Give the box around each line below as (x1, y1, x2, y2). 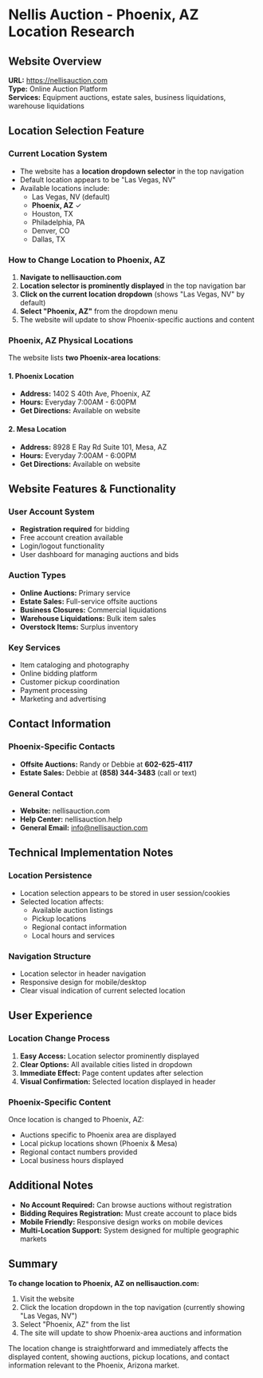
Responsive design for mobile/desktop (19, 977, 147, 986)
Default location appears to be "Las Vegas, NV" (19, 174, 177, 185)
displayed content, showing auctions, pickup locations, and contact (8, 1352, 230, 1361)
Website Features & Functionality (8, 482, 177, 496)
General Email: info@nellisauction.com (19, 822, 148, 832)
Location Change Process (8, 1033, 110, 1044)
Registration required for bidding (19, 524, 130, 534)
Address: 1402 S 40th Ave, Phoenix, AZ (19, 389, 151, 399)
